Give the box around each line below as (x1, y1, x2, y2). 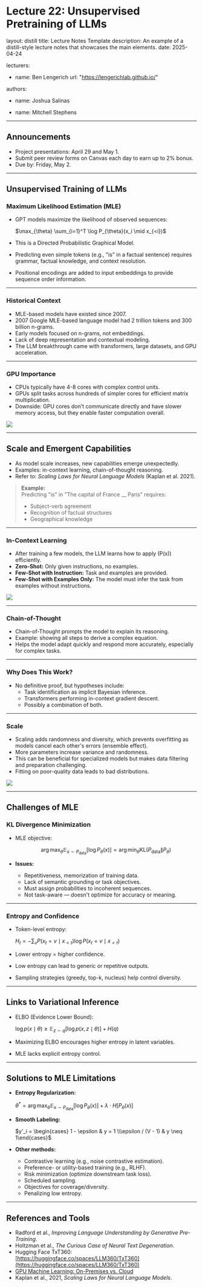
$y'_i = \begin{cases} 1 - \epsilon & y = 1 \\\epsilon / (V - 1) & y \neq (14, 1128, 182, 1135)
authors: (6, 85, 27, 92)
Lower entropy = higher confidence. (14, 950, 105, 958)
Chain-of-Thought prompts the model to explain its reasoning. (14, 628, 169, 635)
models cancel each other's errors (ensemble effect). (14, 742, 148, 749)
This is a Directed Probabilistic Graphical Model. (14, 239, 135, 246)
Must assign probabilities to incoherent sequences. (24, 884, 152, 892)
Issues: (14, 860, 34, 867)
